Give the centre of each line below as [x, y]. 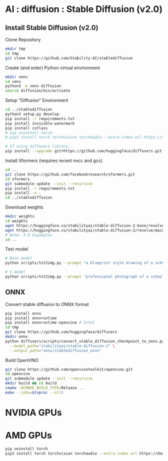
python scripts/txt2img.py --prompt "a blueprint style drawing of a [79, 263]
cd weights [16, 221]
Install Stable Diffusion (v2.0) [52, 28]
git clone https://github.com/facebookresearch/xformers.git [70, 174]
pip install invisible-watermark [40, 123]
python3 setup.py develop [32, 114]
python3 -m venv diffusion [33, 86]
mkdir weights [20, 216]
